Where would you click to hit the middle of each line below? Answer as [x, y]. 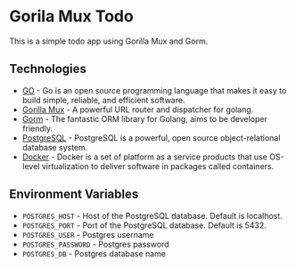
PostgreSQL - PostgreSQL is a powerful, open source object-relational [151, 138]
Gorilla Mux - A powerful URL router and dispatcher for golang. [138, 110]
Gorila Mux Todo [71, 16]
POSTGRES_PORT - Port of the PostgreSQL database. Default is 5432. [144, 225]
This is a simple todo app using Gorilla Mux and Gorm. [109, 41]
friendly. [37, 128]
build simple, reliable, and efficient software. [103, 100]
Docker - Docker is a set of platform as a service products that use [144, 157]
